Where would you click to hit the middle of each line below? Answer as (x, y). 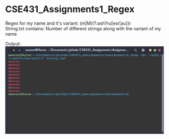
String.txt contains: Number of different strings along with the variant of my (83, 28)
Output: (13, 43)
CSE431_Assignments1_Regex (70, 9)
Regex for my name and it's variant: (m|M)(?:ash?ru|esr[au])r (68, 23)
